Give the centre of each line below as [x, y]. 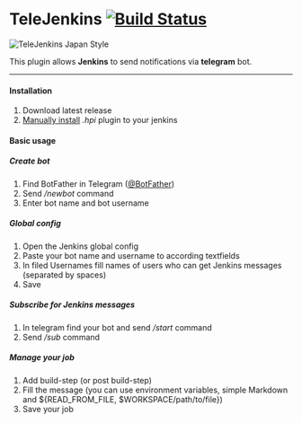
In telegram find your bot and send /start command [117, 327]
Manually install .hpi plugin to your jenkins [100, 120]
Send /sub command [61, 337]
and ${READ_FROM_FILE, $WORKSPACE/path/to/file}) [122, 399]
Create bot [30, 161]
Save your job [48, 409]
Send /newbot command [68, 193]
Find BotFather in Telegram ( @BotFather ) [98, 183]
